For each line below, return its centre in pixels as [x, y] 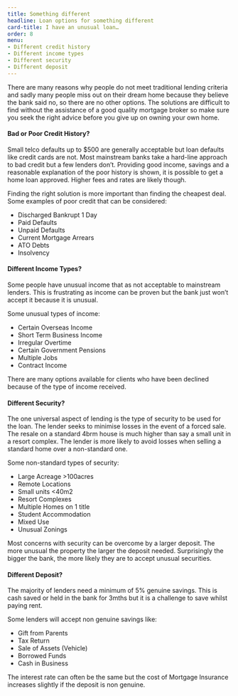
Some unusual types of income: [54, 314]
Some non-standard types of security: [63, 463]
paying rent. [25, 606]
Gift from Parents [43, 633]
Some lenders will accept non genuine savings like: [82, 619]
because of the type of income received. [67, 387]
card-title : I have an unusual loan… [63, 27]
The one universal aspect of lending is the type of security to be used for [114, 419]
